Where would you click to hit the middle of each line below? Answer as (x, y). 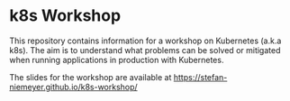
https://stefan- (200, 77)
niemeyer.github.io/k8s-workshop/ (73, 87)
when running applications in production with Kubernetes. (117, 60)
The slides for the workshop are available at (91, 77)
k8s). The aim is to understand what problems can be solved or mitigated (145, 50)
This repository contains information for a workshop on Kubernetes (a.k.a (145, 41)
